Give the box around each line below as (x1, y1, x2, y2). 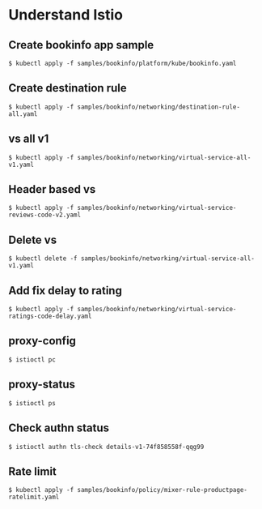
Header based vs (8, 182, 96, 196)
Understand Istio (8, 6, 124, 24)
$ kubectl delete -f (8, 254, 78, 263)
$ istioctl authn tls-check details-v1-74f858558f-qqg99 (8, 443, 205, 451)
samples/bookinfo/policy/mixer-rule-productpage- (77, 486, 248, 494)
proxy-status (8, 378, 75, 391)
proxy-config (8, 334, 77, 348)
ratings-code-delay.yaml (8, 312, 92, 321)
